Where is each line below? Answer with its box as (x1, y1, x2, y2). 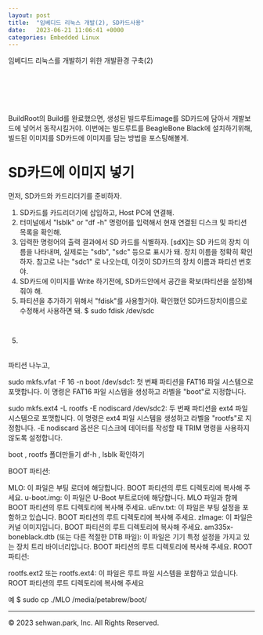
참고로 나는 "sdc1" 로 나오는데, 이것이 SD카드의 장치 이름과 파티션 (36, 257, 237, 267)
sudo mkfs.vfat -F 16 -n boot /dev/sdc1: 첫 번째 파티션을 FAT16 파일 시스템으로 (8, 378, 254, 386)
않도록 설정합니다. (8, 433, 63, 442)
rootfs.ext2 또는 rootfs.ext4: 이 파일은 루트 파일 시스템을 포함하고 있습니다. (8, 568, 239, 578)
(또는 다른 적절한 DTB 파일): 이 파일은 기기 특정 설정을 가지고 (56, 532, 242, 542)
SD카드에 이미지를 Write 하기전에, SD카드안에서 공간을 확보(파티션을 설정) (19, 276, 247, 286)
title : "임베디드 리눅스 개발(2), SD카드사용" (8, 19, 145, 27)
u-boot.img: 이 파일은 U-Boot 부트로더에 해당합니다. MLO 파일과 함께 (24, 493, 238, 502)
